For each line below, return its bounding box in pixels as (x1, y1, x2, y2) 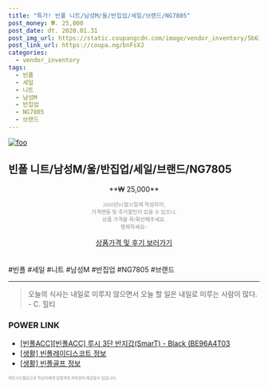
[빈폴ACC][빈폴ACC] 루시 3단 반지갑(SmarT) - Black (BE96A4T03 (19, 339, 231, 348)
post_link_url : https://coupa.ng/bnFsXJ (8, 42, 145, 49)
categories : (8, 49, 48, 57)
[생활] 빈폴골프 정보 (19, 358, 81, 368)
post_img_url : (8, 34, 56, 42)
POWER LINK (8, 319, 60, 331)
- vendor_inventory (15, 57, 81, 65)
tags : (8, 64, 26, 72)
